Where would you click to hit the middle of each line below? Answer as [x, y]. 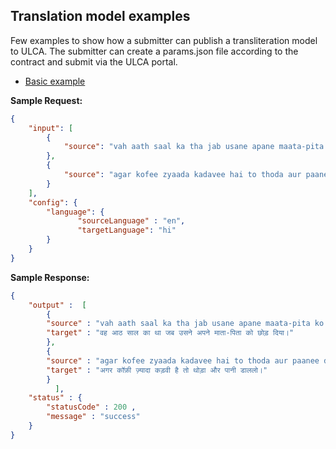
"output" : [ [57, 305]
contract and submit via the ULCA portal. [94, 61]
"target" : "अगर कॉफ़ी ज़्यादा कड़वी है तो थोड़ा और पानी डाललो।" [157, 370]
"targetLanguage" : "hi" [127, 230]
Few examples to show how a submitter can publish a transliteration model [164, 40]
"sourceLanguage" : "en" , [131, 221]
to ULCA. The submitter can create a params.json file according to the [154, 51]
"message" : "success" [93, 417]
